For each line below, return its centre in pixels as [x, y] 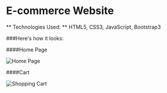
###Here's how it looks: [35, 38]
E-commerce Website [60, 11]
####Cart [18, 72]
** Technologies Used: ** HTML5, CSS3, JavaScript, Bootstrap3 [83, 27]
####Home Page [27, 49]
